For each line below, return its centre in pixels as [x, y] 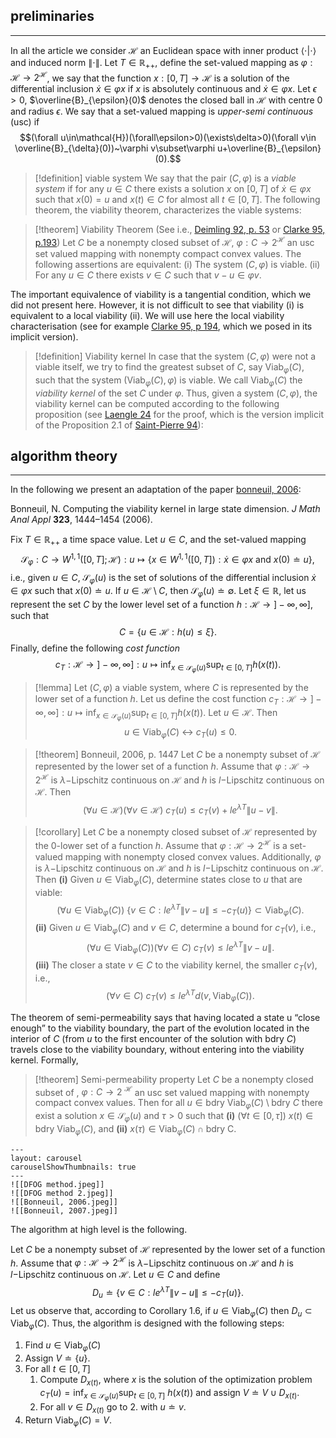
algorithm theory [64, 455]
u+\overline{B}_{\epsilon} [269, 148]
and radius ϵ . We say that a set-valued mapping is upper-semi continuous [162, 111]
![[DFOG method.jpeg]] [57, 1184]
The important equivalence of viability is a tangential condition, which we [161, 294]
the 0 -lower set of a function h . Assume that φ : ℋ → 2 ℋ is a [161, 844]
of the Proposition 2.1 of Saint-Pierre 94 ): [119, 425]
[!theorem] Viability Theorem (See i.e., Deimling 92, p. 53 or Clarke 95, [180, 230]
